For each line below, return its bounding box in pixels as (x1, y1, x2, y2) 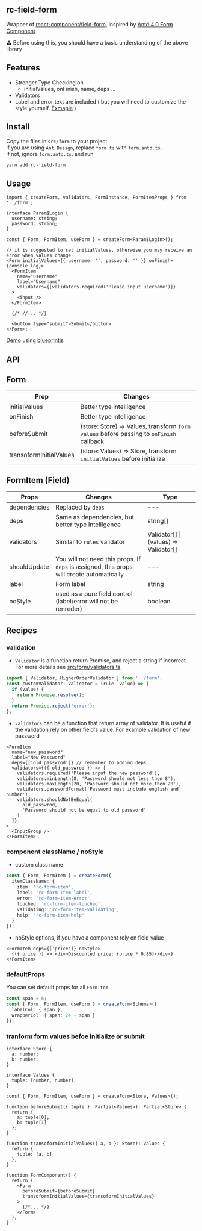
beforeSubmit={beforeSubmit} (22, 1188, 96, 1194)
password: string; (11, 221, 58, 227)
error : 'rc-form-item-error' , (17, 895, 93, 901)
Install (6, 122, 30, 132)
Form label (55, 580, 85, 588)
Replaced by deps (55, 503, 105, 511)
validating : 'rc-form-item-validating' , (17, 906, 120, 912)
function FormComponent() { (6, 1173, 77, 1179)
